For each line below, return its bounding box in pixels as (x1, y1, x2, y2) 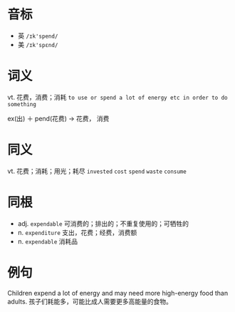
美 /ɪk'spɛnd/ (17, 40, 58, 48)
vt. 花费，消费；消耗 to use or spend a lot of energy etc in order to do (7, 93, 228, 101)
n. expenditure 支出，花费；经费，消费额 (17, 228, 137, 236)
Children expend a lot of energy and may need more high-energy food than (7, 288, 229, 297)
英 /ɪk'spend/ (17, 31, 58, 40)
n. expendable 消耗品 (17, 236, 78, 246)
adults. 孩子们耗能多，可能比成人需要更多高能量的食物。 (7, 297, 173, 306)
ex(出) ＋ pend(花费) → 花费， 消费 (7, 114, 110, 123)
